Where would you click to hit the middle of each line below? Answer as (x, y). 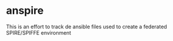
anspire (25, 11)
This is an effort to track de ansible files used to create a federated (86, 27)
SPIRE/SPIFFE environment (39, 32)
